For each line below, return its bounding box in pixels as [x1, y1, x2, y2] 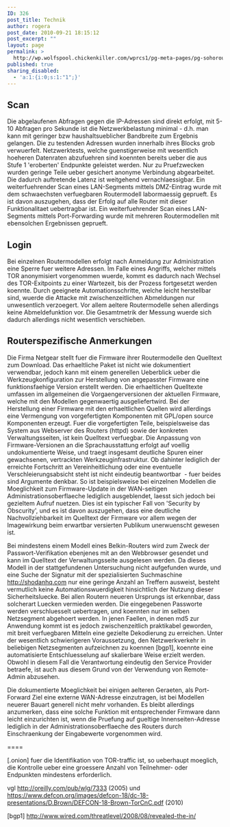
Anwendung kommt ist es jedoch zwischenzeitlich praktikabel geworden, [7, 621, 214, 630]
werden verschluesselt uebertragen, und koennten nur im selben [7, 607, 190, 615]
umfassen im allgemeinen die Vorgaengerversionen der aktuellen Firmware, [7, 390, 220, 398]
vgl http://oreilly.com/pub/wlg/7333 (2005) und [7, 784, 140, 792]
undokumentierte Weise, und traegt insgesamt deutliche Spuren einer [7, 448, 203, 456]
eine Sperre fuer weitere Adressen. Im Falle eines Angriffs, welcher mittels [7, 264, 217, 273]
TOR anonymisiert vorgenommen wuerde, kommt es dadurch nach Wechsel [7, 272, 220, 280]
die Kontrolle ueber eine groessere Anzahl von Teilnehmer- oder [7, 763, 188, 772]
